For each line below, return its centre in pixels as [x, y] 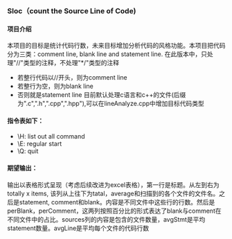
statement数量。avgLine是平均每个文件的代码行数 [78, 228]
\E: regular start [39, 144]
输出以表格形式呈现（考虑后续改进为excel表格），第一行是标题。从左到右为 [113, 184]
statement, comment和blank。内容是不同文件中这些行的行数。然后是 [117, 202]
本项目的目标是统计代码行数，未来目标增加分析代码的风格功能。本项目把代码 [116, 46]
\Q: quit [28, 151]
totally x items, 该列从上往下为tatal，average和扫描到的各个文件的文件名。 [113, 193]
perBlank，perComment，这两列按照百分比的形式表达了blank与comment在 [114, 211]
